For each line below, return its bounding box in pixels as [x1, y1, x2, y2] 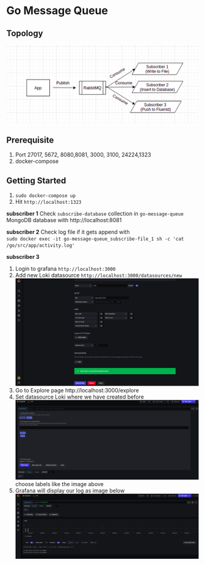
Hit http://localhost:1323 [15, 198, 82, 206]
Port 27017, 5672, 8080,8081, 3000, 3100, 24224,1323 [15, 151, 151, 159]
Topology [6, 28, 43, 39]
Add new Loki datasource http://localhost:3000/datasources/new [15, 272, 182, 279]
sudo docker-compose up [15, 193, 76, 199]
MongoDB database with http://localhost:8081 [6, 217, 122, 224]
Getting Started [6, 175, 67, 185]
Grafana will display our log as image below [15, 487, 125, 494]
